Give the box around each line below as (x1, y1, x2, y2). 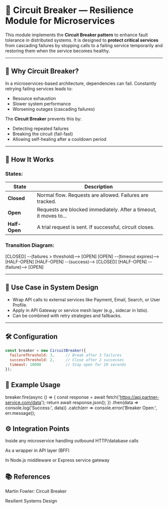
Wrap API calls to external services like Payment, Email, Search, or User (12, 296, 160, 302)
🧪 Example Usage (5, 381, 61, 389)
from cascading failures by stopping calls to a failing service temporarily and (5, 42, 163, 48)
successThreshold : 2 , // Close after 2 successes (9, 358, 124, 363)
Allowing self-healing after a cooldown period (12, 136, 106, 142)
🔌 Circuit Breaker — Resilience (5, 5, 134, 16)
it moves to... (36, 213, 67, 220)
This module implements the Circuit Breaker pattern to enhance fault (5, 32, 148, 38)
